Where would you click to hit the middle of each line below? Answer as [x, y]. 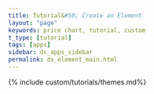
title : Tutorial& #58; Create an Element [75, 15]
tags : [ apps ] [29, 45]
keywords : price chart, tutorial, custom [77, 30]
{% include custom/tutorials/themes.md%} [77, 82]
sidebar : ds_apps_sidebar [50, 52]
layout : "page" [33, 23]
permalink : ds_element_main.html [63, 60]
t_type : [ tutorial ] [40, 38]
